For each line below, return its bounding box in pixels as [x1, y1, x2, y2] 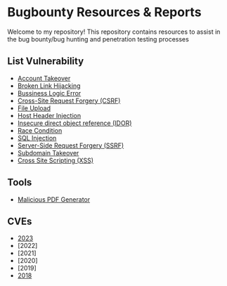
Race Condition [17, 126, 63, 134]
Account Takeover [17, 74, 71, 82]
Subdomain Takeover [17, 148, 79, 157]
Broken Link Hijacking [17, 82, 81, 90]
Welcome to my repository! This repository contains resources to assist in [7, 27, 221, 36]
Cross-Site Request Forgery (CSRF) [17, 96, 121, 105]
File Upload [17, 103, 51, 112]
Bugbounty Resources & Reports [7, 4, 202, 20]
